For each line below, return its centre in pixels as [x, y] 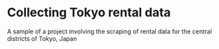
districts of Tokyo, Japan [42, 38]
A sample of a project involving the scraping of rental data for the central [109, 31]
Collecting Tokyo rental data [89, 13]
